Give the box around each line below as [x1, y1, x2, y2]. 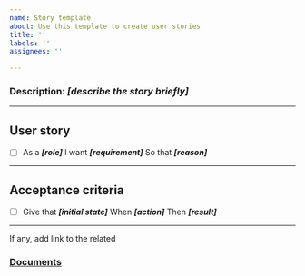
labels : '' [9, 38, 51, 48]
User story [9, 123, 71, 138]
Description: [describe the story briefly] [9, 85, 189, 98]
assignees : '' [9, 47, 64, 56]
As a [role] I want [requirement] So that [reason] [22, 147, 208, 158]
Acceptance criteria [9, 182, 124, 198]
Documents [9, 256, 62, 269]
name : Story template [9, 13, 92, 23]
